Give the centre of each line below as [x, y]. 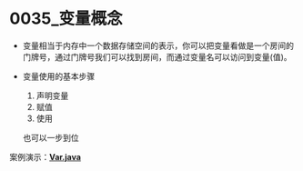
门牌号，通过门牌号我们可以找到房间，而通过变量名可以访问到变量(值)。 [157, 56]
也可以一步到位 [50, 137]
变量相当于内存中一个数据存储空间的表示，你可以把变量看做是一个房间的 [158, 45]
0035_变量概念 [66, 19]
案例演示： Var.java [45, 156]
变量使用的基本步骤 [59, 76]
